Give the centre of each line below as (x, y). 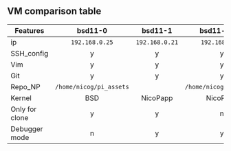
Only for (23, 109)
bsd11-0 (92, 30)
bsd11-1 (157, 30)
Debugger (27, 128)
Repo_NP (25, 86)
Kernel (21, 97)
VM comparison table (54, 11)
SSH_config (30, 53)
